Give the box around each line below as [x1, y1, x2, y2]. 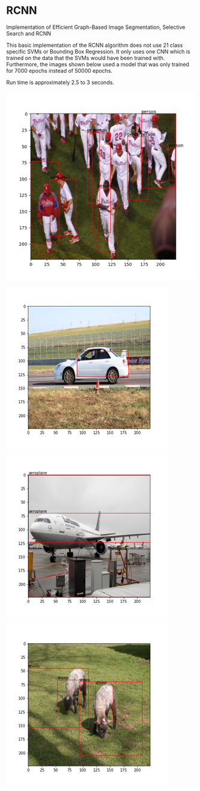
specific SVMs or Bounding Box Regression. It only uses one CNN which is [6, 47, 190, 55]
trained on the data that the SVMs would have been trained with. [6, 54, 165, 61]
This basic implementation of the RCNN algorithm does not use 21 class [6, 41, 183, 49]
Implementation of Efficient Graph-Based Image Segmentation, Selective [6, 23, 186, 31]
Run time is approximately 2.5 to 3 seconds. [6, 79, 114, 86]
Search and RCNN [6, 29, 51, 37]
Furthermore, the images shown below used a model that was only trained [6, 61, 190, 68]
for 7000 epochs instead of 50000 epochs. [6, 67, 113, 74]
